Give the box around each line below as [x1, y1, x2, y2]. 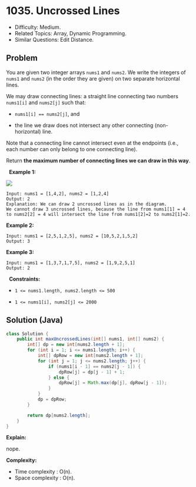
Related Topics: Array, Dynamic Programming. [14, 29, 127, 36]
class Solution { [6, 331, 49, 336]
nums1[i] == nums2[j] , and [14, 110, 80, 117]
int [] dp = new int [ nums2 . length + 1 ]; [27, 342, 125, 348]
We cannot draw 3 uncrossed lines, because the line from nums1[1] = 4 [6, 206, 185, 212]
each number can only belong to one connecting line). [6, 145, 138, 152]
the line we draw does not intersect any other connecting [14, 122, 154, 129]
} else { [48, 375, 69, 381]
